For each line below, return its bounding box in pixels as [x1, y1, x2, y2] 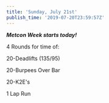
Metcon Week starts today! [6, 31, 77, 38]
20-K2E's [6, 78, 30, 85]
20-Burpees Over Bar [6, 66, 60, 73]
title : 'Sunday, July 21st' [6, 8, 78, 15]
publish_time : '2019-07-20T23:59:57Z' [6, 15, 105, 21]
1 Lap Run [6, 90, 31, 97]
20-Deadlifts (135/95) [6, 55, 60, 62]
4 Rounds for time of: [6, 43, 60, 50]
